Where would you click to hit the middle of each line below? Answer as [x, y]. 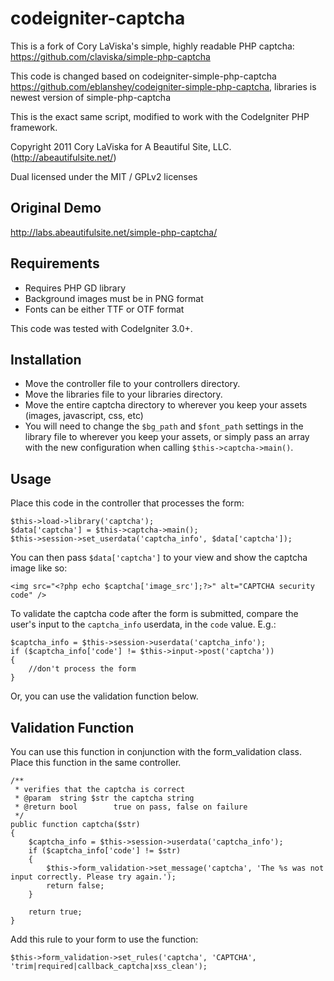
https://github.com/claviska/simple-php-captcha [110, 56]
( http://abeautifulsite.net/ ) [63, 157]
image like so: [39, 568]
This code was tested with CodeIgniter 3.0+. [101, 328]
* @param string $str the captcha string [104, 798]
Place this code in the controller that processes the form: [127, 503]
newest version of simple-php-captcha [90, 97]
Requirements [55, 263]
